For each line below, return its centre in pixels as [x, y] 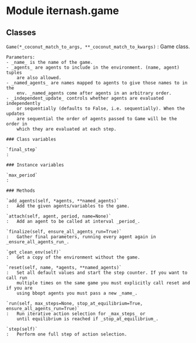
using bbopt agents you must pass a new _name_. [77, 293]
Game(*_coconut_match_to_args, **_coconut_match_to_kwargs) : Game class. [98, 46]
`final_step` [22, 150]
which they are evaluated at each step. [67, 129]
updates [16, 114]
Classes [21, 33]
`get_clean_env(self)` [34, 252]
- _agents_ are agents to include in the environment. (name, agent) [93, 67]
